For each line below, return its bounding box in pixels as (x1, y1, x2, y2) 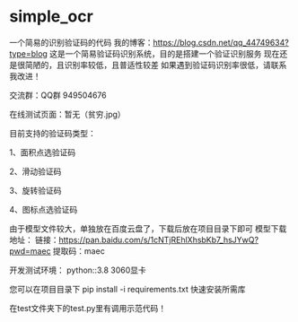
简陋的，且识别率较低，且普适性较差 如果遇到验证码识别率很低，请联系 (24, 59, 287, 70)
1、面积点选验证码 (9, 146, 76, 158)
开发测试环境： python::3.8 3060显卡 (9, 265, 146, 275)
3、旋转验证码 (9, 185, 62, 196)
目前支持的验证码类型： (9, 127, 96, 138)
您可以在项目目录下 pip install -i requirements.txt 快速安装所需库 (9, 283, 246, 294)
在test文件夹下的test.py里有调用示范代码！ (9, 302, 167, 313)
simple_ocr (9, 6, 94, 27)
